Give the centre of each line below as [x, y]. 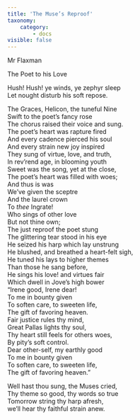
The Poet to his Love [37, 74]
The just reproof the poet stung [53, 229]
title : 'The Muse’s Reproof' [50, 14]
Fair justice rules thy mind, [46, 320]
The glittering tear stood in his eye [57, 237]
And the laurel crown [38, 200]
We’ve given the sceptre [43, 192]
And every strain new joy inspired [56, 147]
